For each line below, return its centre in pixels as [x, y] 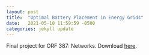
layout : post [23, 12]
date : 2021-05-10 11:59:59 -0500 [51, 23]
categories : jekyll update [40, 29]
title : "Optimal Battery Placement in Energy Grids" [75, 18]
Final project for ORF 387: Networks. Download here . [71, 46]
